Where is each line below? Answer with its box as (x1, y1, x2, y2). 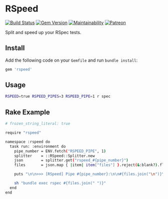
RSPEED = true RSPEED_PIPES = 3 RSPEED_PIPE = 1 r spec (5, 94, 111, 99)
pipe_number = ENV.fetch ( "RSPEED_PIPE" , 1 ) (14, 148, 106, 153)
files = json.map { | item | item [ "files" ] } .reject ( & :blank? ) (14, 162, 157, 168)
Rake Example (5, 108, 50, 116)
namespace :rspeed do (5, 139, 50, 144)
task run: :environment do (9, 144, 66, 149)
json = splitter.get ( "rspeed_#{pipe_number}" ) (14, 158, 128, 163)
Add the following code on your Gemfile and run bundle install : (5, 57, 138, 63)
